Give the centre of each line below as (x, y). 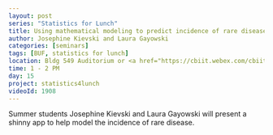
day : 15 (22, 76)
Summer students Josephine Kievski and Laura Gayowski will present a (128, 114)
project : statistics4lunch (54, 83)
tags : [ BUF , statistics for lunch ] (69, 53)
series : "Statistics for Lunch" (63, 23)
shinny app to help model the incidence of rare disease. (102, 123)
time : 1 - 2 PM (34, 69)
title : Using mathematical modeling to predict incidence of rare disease (138, 31)
